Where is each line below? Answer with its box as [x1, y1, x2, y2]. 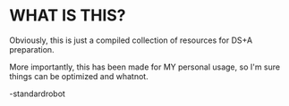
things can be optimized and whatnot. [9, 70, 149, 81]
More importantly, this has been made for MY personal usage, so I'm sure [9, 61, 280, 72]
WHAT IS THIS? [9, 5, 127, 26]
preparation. [9, 44, 55, 54]
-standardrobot [9, 88, 65, 99]
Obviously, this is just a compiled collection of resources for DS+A [9, 35, 253, 45]
